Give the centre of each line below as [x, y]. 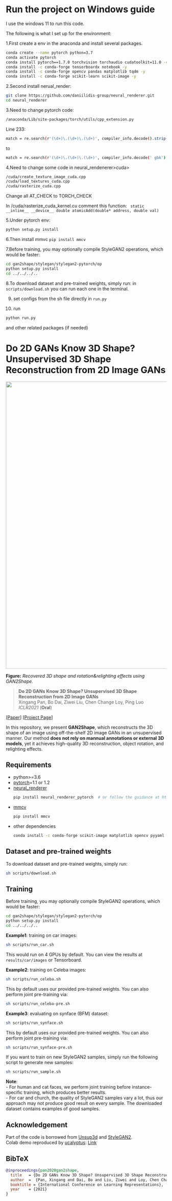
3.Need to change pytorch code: [40, 110]
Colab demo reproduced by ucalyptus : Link [51, 1143]
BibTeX [17, 1158]
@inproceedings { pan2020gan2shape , [43, 1170]
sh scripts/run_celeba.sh [33, 979]
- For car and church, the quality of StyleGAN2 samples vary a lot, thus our [84, 1098]
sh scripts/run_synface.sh [34, 1023]
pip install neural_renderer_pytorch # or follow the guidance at [86, 798]
